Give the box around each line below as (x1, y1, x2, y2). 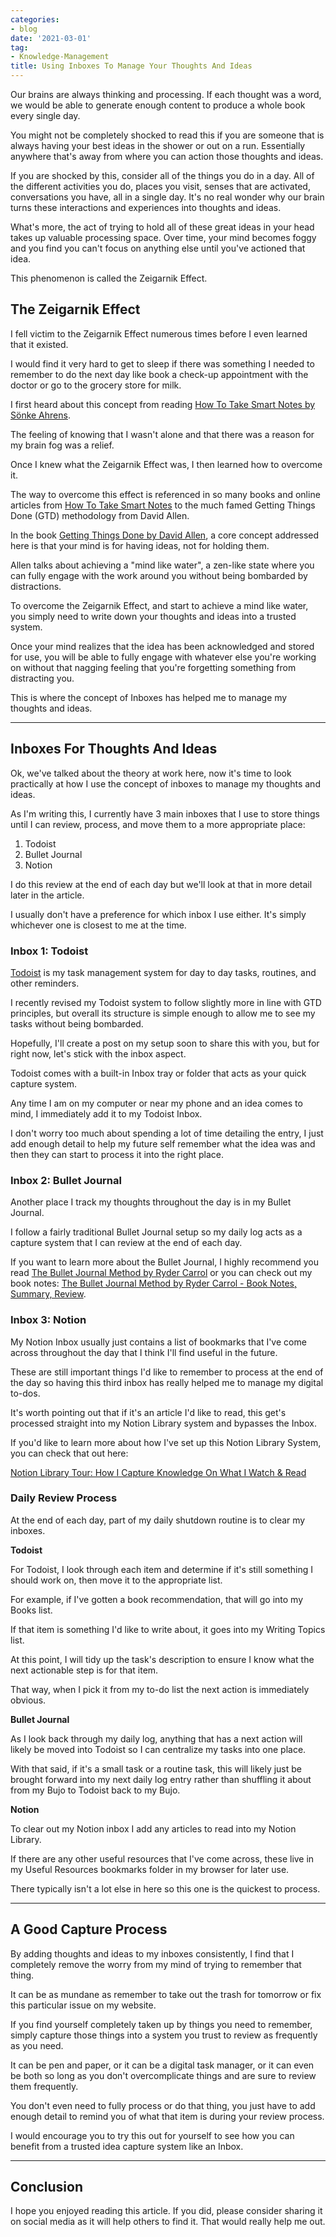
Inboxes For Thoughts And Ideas (10, 741, 218, 758)
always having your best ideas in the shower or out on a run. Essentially (10, 140, 306, 151)
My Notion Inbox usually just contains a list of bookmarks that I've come (10, 1336, 307, 1348)
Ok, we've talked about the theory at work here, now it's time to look (10, 767, 292, 779)
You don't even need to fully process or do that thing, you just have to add (10, 2099, 316, 2111)
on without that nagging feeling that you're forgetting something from (10, 661, 297, 673)
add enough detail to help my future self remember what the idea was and (10, 1137, 316, 1150)
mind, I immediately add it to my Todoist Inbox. (10, 1107, 203, 1120)
